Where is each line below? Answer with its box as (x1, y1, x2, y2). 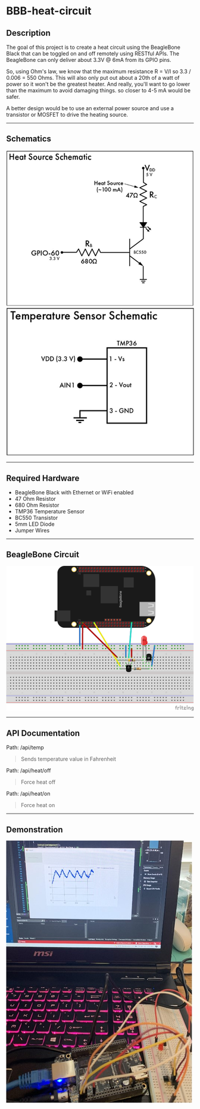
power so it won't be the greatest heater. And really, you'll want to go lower (6, 80, 190, 88)
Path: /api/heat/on (6, 790, 51, 798)
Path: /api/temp (6, 744, 44, 751)
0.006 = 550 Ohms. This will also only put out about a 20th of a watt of (6, 74, 180, 81)
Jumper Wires (14, 527, 50, 534)
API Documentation (6, 728, 80, 738)
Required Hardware (6, 473, 80, 483)
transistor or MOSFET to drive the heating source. (6, 111, 129, 118)
